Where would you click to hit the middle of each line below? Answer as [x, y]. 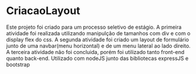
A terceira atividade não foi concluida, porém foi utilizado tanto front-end [95, 52]
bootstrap [18, 64]
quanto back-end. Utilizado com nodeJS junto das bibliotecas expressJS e [97, 58]
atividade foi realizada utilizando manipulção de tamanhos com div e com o [98, 33]
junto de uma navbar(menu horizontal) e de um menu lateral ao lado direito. [99, 46]
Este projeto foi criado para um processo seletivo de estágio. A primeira [94, 27]
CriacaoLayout [43, 11]
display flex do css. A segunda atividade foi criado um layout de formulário [97, 39]
